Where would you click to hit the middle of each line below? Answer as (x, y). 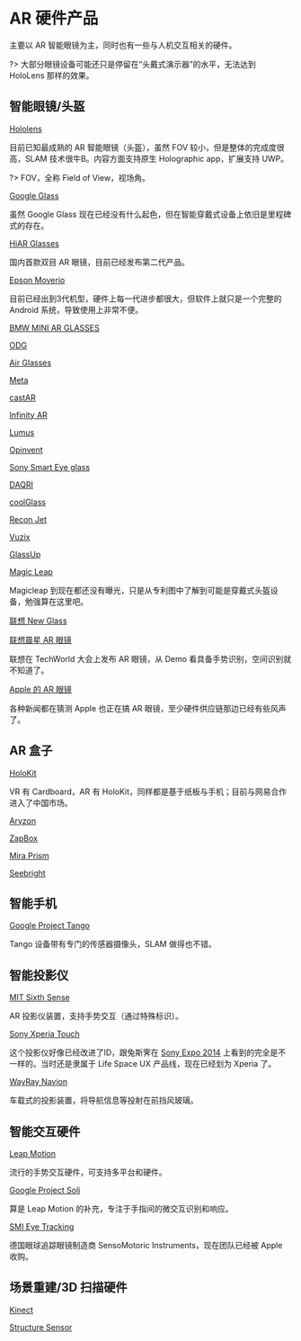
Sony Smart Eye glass (50, 467)
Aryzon (23, 820)
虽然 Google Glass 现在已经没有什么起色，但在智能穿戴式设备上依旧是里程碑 (150, 214)
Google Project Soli (45, 1190)
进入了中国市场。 (41, 802)
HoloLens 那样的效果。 (52, 75)
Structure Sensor (41, 1327)
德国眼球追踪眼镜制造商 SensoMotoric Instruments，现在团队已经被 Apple (146, 1245)
